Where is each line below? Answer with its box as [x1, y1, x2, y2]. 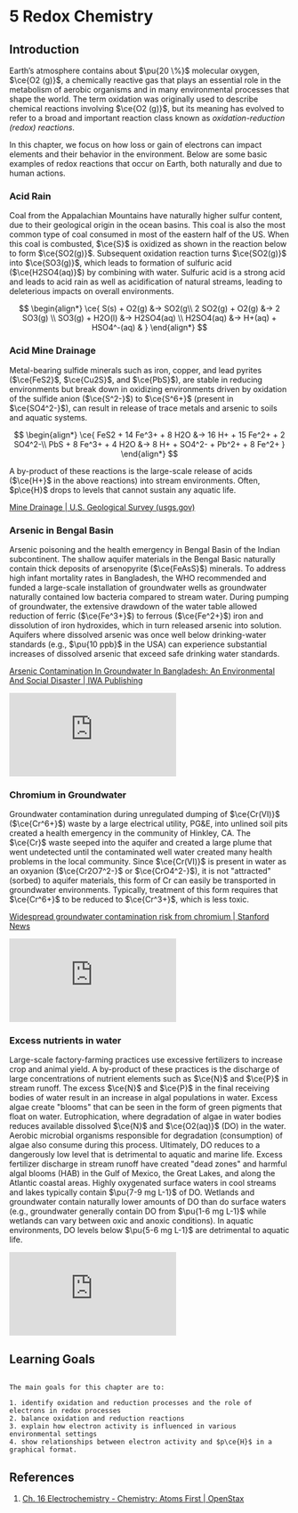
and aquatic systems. [9, 412, 88, 422]
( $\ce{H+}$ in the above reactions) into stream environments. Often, [9, 475, 261, 486]
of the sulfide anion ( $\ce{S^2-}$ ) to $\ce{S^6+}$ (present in [9, 393, 234, 404]
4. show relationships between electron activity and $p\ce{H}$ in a [9, 1437, 273, 1447]
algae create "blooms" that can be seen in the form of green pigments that [9, 1102, 283, 1113]
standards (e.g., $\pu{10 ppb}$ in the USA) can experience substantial [9, 639, 268, 650]
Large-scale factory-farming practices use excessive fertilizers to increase [9, 1054, 283, 1066]
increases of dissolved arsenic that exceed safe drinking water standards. [9, 648, 280, 658]
